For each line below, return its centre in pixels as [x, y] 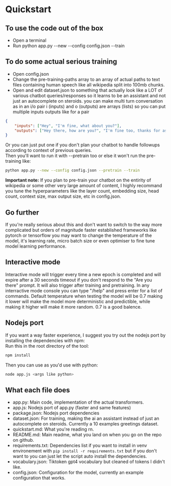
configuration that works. [39, 478]
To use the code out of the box [54, 28]
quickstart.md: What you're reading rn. [53, 429]
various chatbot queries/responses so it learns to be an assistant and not [89, 96]
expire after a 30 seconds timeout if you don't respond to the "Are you [79, 280]
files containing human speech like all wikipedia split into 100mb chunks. [89, 84]
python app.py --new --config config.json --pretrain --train [73, 171]
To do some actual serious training [61, 62]
